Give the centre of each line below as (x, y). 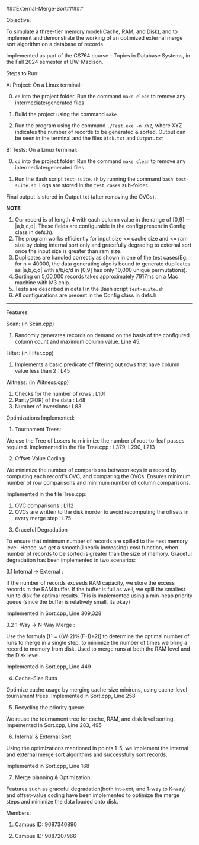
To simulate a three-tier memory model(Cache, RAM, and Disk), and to (92, 31)
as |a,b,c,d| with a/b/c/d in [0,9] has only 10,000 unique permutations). (101, 270)
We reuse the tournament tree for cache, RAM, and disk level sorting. (91, 719)
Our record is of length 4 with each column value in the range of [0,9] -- (102, 220)
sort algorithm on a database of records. (55, 44)
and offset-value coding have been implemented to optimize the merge (93, 795)
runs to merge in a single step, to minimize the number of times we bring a (97, 643)
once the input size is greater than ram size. (68, 251)
